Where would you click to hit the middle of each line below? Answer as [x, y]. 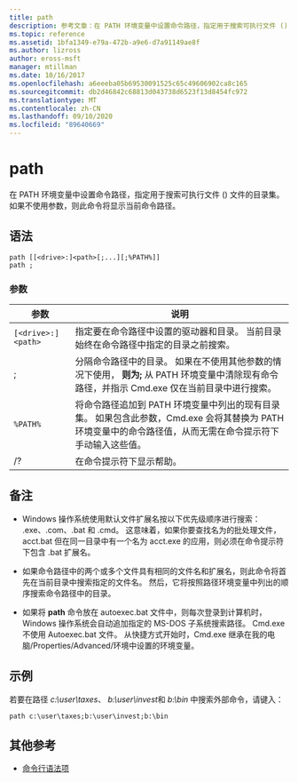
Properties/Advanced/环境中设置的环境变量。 [116, 645]
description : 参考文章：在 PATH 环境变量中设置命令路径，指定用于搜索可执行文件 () [149, 26]
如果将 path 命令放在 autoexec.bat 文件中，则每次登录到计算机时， [145, 612]
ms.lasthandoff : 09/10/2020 [61, 116]
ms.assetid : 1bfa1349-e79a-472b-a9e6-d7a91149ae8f [105, 42]
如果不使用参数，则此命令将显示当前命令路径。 [94, 205]
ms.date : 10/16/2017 [47, 76]
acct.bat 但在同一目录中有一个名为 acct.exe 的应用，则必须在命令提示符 [153, 541]
